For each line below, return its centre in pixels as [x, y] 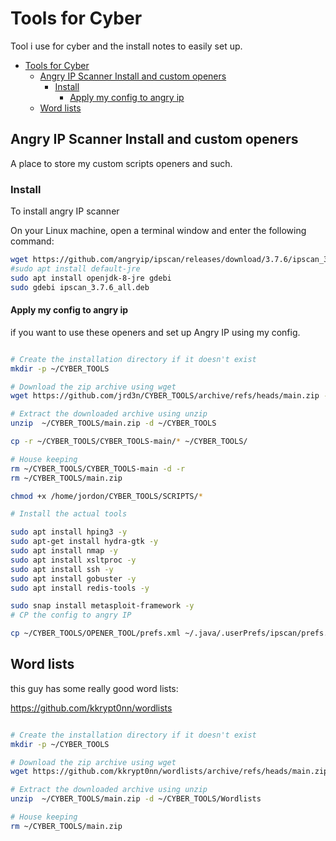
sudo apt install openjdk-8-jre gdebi [91, 278]
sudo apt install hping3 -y [69, 532]
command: [32, 241]
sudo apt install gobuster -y [73, 578]
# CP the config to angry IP [71, 615]
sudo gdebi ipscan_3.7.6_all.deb [80, 287]
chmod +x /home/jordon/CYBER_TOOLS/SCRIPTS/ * [106, 496]
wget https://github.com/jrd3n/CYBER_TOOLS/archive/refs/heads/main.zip [165, 396]
